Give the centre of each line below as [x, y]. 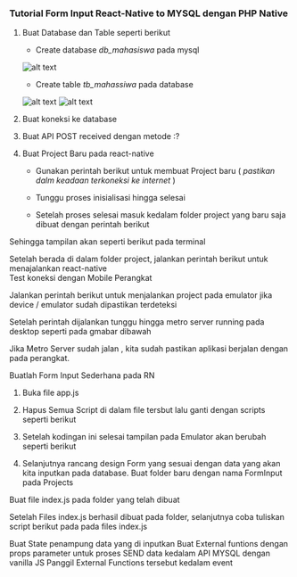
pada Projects [48, 482]
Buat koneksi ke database [70, 120]
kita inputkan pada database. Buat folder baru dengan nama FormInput [152, 473]
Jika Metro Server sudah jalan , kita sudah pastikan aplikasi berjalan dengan [148, 349]
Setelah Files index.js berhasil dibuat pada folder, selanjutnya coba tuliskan [147, 517]
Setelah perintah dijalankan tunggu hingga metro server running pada [137, 322]
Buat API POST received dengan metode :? [101, 136]
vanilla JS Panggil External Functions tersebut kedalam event [121, 563]
